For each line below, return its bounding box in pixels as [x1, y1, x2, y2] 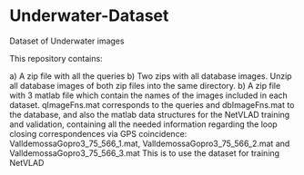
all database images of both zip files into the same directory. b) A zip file [9, 80, 281, 91]
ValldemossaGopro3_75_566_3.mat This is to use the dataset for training [9, 147, 280, 159]
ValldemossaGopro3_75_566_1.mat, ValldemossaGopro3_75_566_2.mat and [9, 138, 290, 149]
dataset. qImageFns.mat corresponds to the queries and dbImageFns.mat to [9, 99, 295, 110]
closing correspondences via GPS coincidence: [9, 128, 187, 139]
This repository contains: [9, 53, 103, 63]
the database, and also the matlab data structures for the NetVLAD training [9, 109, 290, 120]
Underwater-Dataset [9, 5, 169, 26]
